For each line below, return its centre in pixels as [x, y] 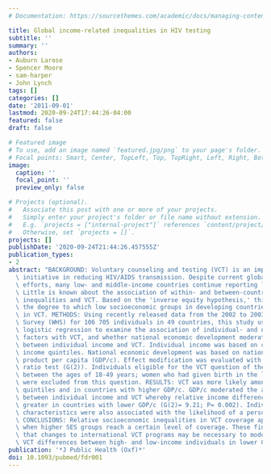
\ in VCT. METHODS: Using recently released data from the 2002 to [131, 315]
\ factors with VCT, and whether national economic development [126, 337]
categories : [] [34, 98]
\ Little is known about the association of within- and [113, 292]
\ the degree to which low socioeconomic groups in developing [124, 308]
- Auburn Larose [35, 61]
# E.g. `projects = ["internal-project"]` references [104, 224]
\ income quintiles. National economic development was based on [128, 352]
